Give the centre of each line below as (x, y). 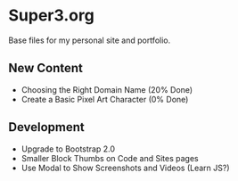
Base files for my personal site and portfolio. (90, 40)
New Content (46, 68)
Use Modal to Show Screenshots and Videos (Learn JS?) (125, 168)
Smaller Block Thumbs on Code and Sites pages (110, 158)
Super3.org (51, 16)
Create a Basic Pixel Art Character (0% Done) (105, 99)
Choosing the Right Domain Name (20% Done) (107, 89)
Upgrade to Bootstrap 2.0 (68, 149)
